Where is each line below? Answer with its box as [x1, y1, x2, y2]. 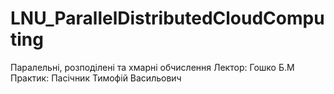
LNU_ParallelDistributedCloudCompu [10, 7, 325, 30]
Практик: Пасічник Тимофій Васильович [10, 72, 182, 84]
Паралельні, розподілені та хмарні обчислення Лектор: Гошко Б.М [10, 61, 295, 73]
